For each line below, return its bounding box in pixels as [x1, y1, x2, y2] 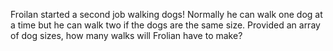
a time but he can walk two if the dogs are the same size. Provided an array [10, 19, 321, 31]
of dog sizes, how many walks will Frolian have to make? [10, 30, 243, 41]
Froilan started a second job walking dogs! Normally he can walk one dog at [10, 9, 323, 20]
